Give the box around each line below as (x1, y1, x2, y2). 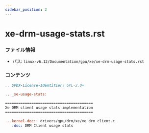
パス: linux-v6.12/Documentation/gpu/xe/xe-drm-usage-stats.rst (12, 58, 145, 64)
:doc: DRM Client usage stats (11, 123, 74, 128)
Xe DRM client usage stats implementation (5, 105, 93, 110)
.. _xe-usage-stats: (5, 92, 48, 97)
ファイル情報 (5, 46, 36, 53)
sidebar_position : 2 (5, 7, 48, 12)
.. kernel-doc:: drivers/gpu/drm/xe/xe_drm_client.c (5, 118, 115, 123)
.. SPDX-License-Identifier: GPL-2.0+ (5, 83, 84, 88)
